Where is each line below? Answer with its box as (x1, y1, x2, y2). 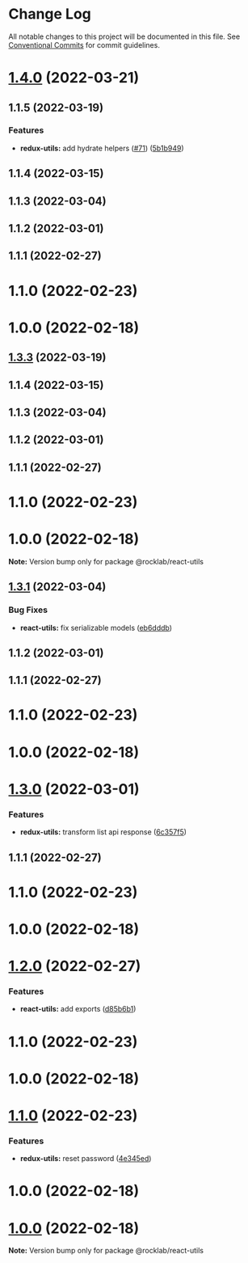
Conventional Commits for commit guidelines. (8, 40, 160, 49)
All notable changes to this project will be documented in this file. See (8, 32, 241, 41)
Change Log (8, 5, 91, 23)
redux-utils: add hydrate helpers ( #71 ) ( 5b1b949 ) (19, 143, 184, 153)
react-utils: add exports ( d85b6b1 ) (19, 1004, 137, 1014)
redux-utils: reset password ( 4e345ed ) (19, 1154, 152, 1164)
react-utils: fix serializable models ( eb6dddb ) (19, 623, 172, 632)
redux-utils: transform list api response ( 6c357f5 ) (19, 827, 187, 837)
